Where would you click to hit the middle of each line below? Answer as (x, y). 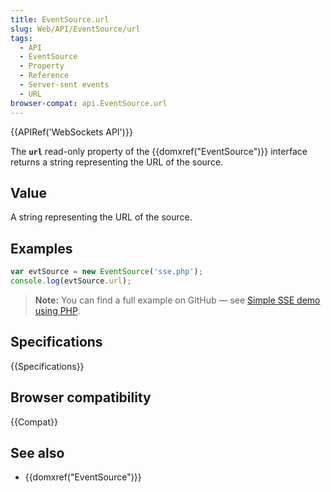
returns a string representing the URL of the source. (117, 162)
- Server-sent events (64, 85)
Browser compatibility (81, 397)
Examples (41, 248)
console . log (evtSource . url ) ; (71, 281)
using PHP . (57, 310)
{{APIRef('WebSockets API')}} (71, 132)
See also (37, 452)
